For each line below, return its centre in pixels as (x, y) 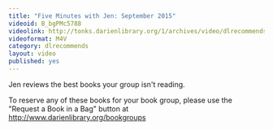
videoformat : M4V (38, 39)
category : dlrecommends (49, 46)
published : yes (34, 62)
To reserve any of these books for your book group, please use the (121, 100)
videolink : (27, 31)
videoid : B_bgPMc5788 (45, 24)
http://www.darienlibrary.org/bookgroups (77, 117)
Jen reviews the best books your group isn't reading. (97, 84)
